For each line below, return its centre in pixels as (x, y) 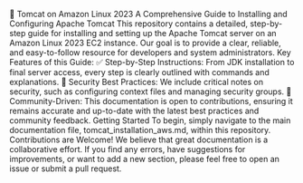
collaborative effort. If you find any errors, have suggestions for (128, 149)
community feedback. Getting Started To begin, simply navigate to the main (150, 120)
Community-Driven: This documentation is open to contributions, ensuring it (151, 101)
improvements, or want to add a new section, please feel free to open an (145, 159)
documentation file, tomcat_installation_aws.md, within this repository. (140, 130)
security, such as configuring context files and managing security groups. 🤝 (151, 91)
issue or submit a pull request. (66, 169)
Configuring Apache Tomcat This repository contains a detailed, (129, 24)
